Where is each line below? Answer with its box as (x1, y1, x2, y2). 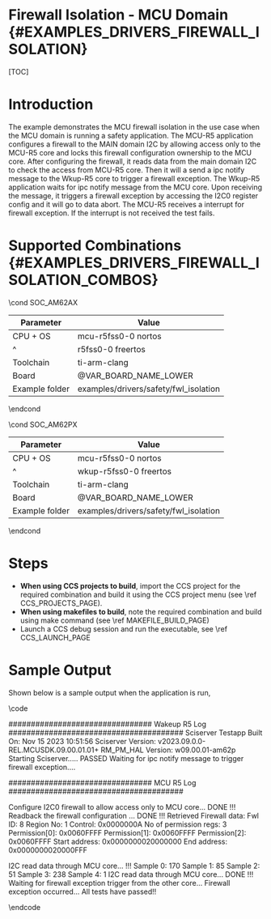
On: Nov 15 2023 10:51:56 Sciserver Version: (8, 736, 156, 746)
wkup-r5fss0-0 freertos (77, 466, 172, 477)
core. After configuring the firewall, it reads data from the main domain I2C (8, 156, 257, 166)
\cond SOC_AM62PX (8, 419, 78, 429)
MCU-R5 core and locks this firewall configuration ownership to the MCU (8, 147, 252, 157)
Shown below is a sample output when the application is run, (8, 687, 211, 697)
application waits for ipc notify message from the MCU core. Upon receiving (8, 182, 263, 192)
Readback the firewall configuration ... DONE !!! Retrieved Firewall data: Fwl (8, 811, 259, 820)
